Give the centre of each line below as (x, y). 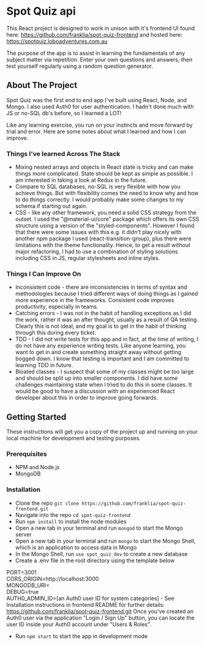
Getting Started (36, 417)
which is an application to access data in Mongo (76, 547)
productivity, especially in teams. (57, 306)
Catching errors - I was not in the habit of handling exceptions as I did (103, 313)
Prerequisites (27, 454)
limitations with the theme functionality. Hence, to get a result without (103, 245)
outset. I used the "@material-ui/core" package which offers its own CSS (107, 219)
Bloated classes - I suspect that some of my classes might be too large (104, 372)
